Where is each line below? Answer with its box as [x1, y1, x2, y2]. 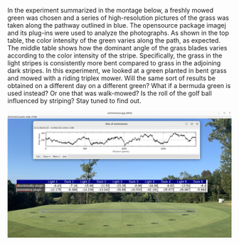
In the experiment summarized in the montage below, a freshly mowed [7, 6, 214, 14]
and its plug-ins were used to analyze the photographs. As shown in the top [7, 28, 230, 37]
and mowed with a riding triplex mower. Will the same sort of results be [7, 74, 216, 82]
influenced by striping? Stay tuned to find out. [7, 97, 142, 105]
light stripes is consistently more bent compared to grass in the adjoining [7, 59, 221, 67]
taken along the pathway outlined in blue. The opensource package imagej [7, 21, 226, 29]
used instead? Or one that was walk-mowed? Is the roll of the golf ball [7, 89, 212, 97]
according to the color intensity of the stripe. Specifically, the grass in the [7, 51, 223, 60]
